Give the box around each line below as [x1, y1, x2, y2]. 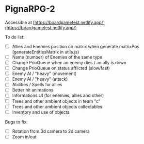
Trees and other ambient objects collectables [12, 104, 103, 109]
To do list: [5, 34, 25, 40]
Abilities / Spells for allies [12, 82, 63, 88]
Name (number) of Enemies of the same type [12, 54, 103, 60]
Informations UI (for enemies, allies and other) [12, 92, 104, 98]
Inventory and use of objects [12, 109, 70, 115]
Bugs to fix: [5, 119, 28, 125]
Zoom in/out [12, 134, 37, 140]
